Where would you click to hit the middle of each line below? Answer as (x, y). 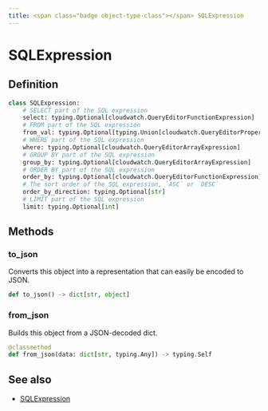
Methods (31, 232)
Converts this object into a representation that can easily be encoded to (126, 271)
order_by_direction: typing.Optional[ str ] (94, 192)
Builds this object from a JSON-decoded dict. (83, 333)
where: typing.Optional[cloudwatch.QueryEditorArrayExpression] (132, 147)
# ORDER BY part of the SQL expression (89, 170)
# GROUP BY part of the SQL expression (89, 155)
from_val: (39, 132)
